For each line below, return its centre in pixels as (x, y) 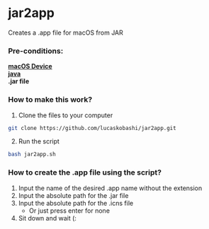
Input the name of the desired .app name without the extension (110, 188)
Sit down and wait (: (47, 218)
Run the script (39, 141)
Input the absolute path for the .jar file (73, 195)
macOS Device (30, 66)
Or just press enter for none (69, 211)
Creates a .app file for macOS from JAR (66, 33)
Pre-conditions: (36, 51)
